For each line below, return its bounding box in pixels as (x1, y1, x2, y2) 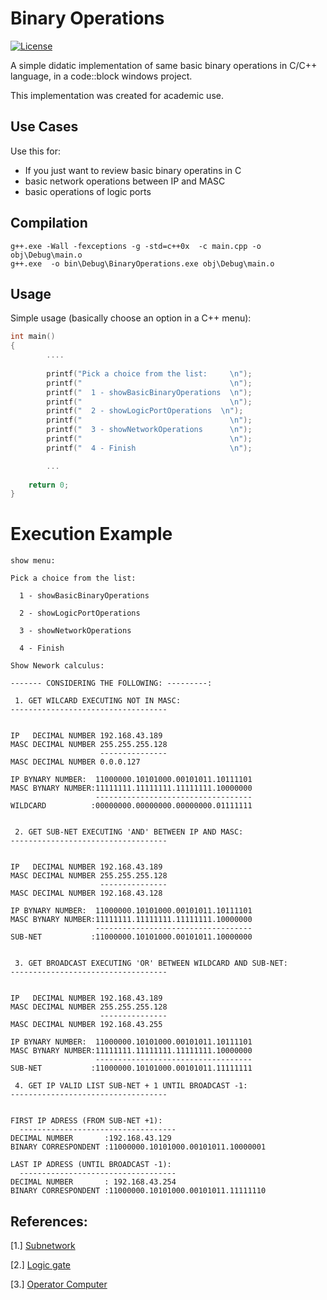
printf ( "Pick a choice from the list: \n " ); (46, 368, 253, 379)
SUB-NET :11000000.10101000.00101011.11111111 (10, 1063, 253, 1074)
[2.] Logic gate (10, 1259, 72, 1271)
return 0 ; (28, 480, 70, 490)
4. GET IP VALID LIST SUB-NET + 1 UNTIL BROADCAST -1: (14, 1081, 248, 1091)
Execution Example (10, 523, 173, 546)
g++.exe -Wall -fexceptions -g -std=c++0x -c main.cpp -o (10, 241, 262, 251)
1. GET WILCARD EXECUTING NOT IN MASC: (14, 696, 182, 706)
